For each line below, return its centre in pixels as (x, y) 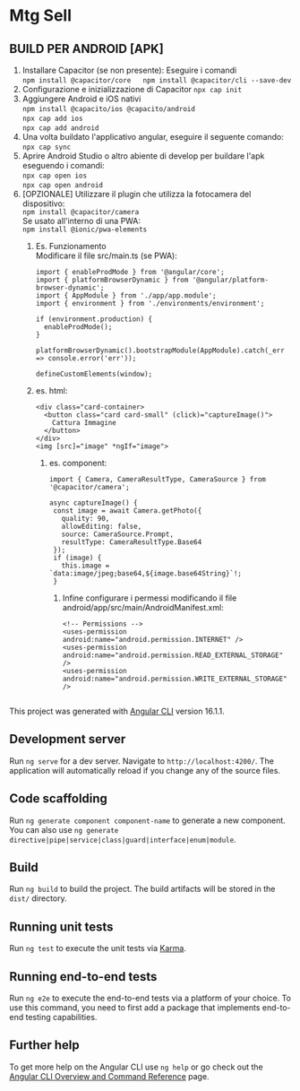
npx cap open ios (55, 176)
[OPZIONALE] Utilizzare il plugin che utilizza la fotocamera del (137, 194)
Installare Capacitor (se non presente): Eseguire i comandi (129, 70)
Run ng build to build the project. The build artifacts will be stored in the (142, 889)
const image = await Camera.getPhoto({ (128, 511)
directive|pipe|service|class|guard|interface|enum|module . (123, 839)
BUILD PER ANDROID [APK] (86, 49)
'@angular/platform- (230, 280)
